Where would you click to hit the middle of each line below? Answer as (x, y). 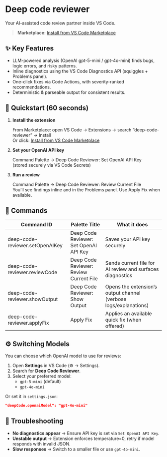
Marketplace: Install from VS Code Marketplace (66, 32)
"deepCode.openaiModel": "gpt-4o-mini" (46, 406)
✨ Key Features (29, 48)
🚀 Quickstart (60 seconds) (47, 108)
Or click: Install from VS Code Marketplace (56, 140)
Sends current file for (130, 263)
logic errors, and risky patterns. (44, 65)
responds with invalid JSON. (41, 444)
